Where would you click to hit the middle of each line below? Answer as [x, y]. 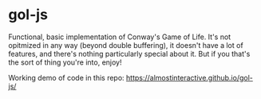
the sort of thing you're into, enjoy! [65, 62]
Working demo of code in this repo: [67, 77]
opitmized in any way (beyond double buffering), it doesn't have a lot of [126, 45]
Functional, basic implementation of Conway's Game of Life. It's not [120, 37]
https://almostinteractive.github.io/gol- [190, 77]
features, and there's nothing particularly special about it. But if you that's [129, 53]
